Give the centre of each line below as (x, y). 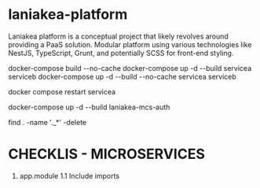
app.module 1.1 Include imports (70, 175)
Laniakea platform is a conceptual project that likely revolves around (119, 36)
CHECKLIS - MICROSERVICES (107, 154)
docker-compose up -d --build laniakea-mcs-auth (89, 107)
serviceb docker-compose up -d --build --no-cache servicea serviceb (123, 76)
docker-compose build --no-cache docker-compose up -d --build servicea (130, 68)
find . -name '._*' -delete (48, 122)
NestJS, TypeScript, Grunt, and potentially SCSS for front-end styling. (121, 53)
